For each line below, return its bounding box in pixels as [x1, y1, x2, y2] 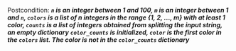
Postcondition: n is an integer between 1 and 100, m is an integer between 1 [7, 6, 229, 14]
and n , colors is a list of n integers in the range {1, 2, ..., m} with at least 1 [7, 13, 225, 22]
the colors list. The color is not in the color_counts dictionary [7, 36, 190, 44]
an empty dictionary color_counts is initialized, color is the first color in [7, 28, 222, 36]
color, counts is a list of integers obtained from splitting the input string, [7, 21, 222, 29]
